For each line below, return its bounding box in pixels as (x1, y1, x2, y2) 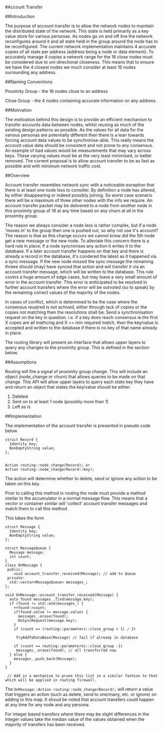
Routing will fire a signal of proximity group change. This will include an (5, 369, 148, 374)
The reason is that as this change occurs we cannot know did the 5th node (5, 233, 155, 238)
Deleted (12, 393, 28, 399)
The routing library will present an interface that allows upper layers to (5, 339, 146, 345)
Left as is (12, 404, 31, 410)
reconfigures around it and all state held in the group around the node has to (5, 38, 158, 44)
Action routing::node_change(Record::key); (5, 467, 95, 472)
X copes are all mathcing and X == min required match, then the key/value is (5, 320, 158, 325)
